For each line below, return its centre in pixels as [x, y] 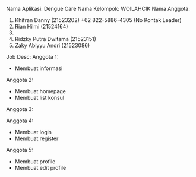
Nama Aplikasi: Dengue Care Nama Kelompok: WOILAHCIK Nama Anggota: [98, 9]
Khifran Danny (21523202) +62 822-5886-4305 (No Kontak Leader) [98, 20]
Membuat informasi [39, 68]
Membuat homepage [40, 91]
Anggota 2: [20, 80]
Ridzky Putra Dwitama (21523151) [56, 39]
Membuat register [37, 138]
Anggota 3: [20, 109]
